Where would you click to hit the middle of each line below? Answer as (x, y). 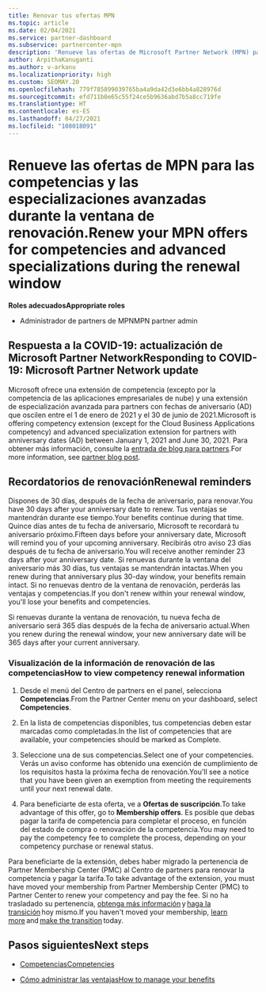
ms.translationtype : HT (47, 104)
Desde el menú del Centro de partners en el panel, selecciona (120, 690)
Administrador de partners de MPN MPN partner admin (108, 320)
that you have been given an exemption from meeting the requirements (135, 780)
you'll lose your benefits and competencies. (80, 602)
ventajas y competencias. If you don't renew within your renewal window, (127, 594)
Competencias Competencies (67, 964)
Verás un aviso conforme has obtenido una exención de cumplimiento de (139, 763)
